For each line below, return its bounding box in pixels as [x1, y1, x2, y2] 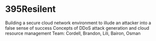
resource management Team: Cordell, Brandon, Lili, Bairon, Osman [5, 30, 141, 36]
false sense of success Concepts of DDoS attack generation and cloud [5, 25, 150, 31]
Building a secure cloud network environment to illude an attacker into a [5, 20, 152, 26]
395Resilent [5, 3, 56, 15]
